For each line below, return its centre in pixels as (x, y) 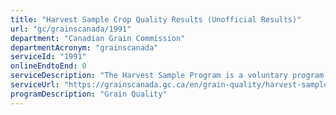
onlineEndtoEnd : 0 (48, 66)
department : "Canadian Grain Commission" (98, 38)
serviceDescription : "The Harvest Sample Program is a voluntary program (167, 76)
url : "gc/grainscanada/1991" (71, 29)
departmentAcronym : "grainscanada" (84, 47)
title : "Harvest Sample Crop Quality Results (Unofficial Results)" (156, 19)
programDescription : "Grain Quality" (89, 94)
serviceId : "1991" (48, 57)
